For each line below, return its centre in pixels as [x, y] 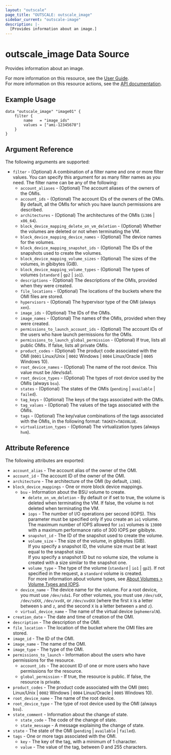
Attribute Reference [38, 448]
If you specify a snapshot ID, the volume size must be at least [92, 546]
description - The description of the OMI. [56, 622]
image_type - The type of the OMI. [48, 649]
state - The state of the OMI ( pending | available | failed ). [75, 730]
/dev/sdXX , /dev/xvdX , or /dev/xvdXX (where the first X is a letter [87, 600]
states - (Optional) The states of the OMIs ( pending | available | [88, 388]
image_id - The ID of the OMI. [44, 638]
